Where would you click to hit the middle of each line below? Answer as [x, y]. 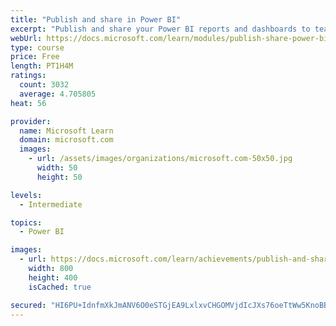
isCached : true [60, 287]
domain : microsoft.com [66, 140]
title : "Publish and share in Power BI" [96, 19]
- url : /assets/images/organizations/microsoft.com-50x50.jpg [160, 159]
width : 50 [57, 168]
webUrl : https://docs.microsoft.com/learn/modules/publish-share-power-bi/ [171, 38]
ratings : [28, 76]
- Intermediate [51, 204]
